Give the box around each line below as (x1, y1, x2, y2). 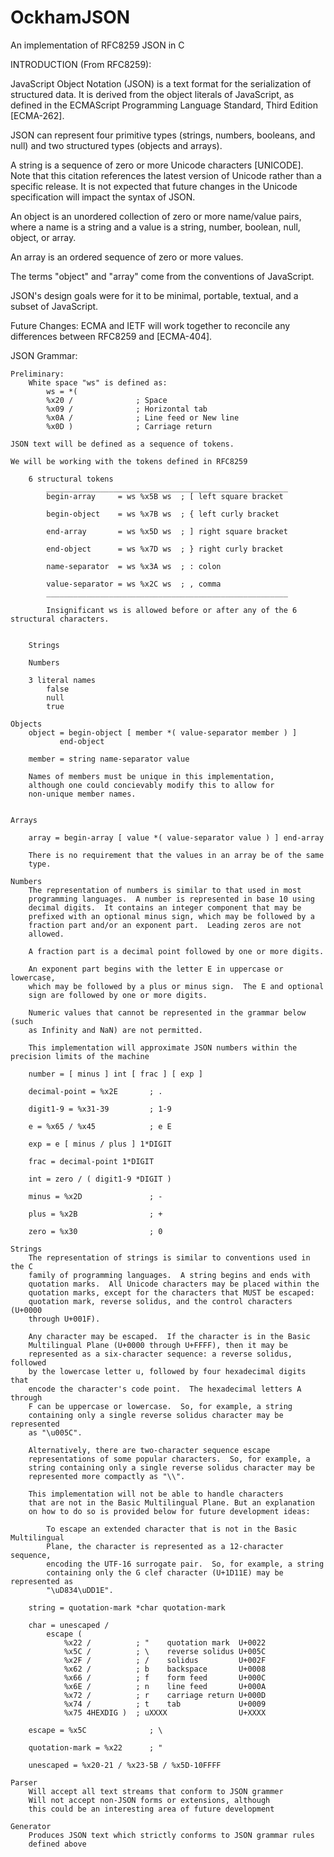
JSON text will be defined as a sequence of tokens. (10, 439, 235, 449)
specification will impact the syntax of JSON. (10, 191, 196, 203)
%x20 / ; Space (46, 395, 168, 405)
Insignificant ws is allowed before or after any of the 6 (46, 605, 298, 615)
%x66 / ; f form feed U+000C (63, 1672, 267, 1683)
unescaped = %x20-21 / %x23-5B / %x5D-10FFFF (28, 1760, 222, 1770)
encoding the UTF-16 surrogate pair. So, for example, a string (46, 1559, 325, 1569)
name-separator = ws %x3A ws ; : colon (46, 561, 222, 571)
